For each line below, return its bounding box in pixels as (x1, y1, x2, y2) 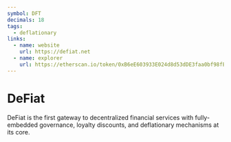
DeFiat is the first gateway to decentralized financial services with (7, 113, 194, 121)
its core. (7, 128, 30, 136)
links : (7, 36, 26, 43)
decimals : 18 (7, 16, 45, 23)
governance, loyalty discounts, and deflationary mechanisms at (38, 121, 219, 129)
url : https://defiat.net (19, 49, 91, 56)
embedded (7, 121, 38, 129)
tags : (7, 23, 23, 29)
